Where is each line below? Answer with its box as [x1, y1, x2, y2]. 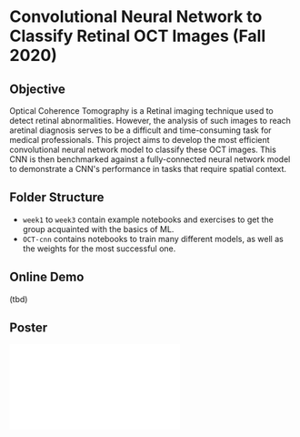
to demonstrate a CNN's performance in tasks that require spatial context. [9, 164, 287, 174]
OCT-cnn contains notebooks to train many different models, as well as [22, 233, 284, 244]
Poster [9, 320, 48, 336]
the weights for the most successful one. [22, 243, 176, 254]
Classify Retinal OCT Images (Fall [9, 25, 266, 46]
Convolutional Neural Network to [9, 6, 263, 27]
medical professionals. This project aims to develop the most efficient [9, 135, 270, 145]
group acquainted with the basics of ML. [22, 223, 175, 234]
